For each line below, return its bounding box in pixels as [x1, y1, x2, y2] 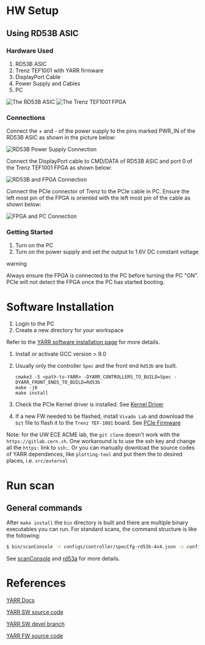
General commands [6, 502, 82, 513]
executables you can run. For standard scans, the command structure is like [6, 526, 197, 533]
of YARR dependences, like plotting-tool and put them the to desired [6, 450, 183, 458]
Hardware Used [6, 47, 54, 55]
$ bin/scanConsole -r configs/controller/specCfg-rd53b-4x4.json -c [6, 544, 184, 550]
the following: [6, 532, 41, 539]
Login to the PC [15, 320, 55, 327]
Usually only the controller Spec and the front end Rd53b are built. [15, 362, 178, 370]
